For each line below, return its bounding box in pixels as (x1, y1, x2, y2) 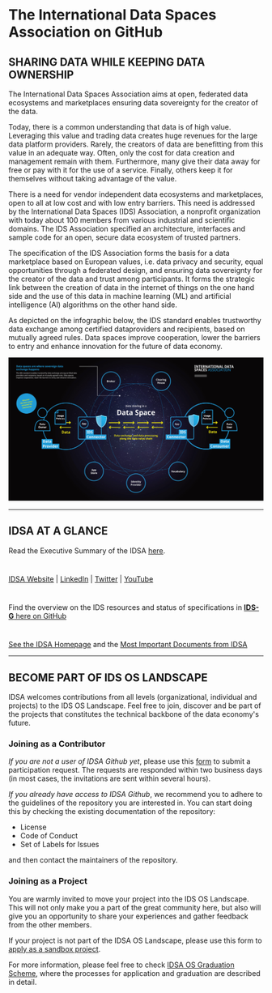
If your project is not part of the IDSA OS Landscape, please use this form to (8, 935, 262, 945)
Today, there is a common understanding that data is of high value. (8, 122, 232, 131)
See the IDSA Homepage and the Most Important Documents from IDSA (8, 640, 249, 650)
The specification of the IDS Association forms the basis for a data (8, 249, 230, 258)
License (19, 822, 47, 832)
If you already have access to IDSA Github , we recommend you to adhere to (8, 790, 263, 799)
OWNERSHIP (8, 67, 74, 82)
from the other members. (8, 919, 92, 929)
